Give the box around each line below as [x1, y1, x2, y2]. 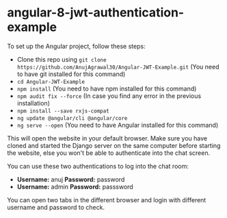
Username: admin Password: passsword [16, 182, 133, 191]
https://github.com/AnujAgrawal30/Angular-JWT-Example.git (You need [16, 62, 219, 71]
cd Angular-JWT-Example [16, 78, 85, 85]
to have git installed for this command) [16, 70, 126, 78]
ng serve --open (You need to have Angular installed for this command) [16, 121, 219, 129]
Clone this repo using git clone [16, 55, 107, 63]
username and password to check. [7, 203, 105, 211]
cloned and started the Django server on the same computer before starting [7, 141, 221, 149]
